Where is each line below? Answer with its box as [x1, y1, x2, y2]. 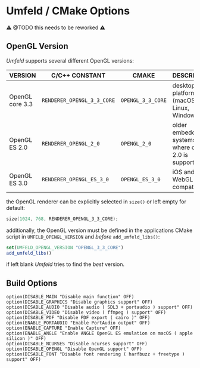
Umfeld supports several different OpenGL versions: [6, 57, 134, 64]
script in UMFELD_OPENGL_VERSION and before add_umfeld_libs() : [6, 233, 160, 240]
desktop [172, 81, 195, 89]
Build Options [6, 278, 58, 288]
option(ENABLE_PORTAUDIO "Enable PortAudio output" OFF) [6, 320, 151, 326]
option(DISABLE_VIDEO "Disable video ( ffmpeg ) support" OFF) [6, 310, 167, 316]
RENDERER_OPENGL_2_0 [41, 140, 100, 147]
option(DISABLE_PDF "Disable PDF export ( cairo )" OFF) [6, 315, 151, 321]
